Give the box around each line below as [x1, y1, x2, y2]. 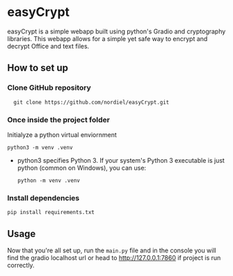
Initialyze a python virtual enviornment [7, 130, 117, 139]
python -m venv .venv [17, 177, 80, 184]
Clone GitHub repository [7, 83, 92, 92]
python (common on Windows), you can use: [17, 163, 147, 172]
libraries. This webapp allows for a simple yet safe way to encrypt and [7, 34, 208, 42]
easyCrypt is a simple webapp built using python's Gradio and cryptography [7, 27, 226, 35]
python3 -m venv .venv [7, 144, 73, 151]
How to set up [7, 62, 68, 74]
